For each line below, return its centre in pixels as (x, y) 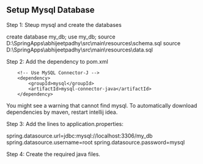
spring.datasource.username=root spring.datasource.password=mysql (96, 142)
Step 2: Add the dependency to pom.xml (57, 61)
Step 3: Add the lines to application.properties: (65, 124)
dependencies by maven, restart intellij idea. (62, 112)
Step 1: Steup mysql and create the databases (64, 24)
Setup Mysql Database (50, 10)
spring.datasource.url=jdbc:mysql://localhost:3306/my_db (79, 136)
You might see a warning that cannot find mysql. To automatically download (102, 105)
